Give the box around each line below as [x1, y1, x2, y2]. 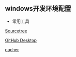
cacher [5, 46, 19, 52]
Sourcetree [5, 28, 28, 34]
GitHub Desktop [5, 37, 37, 43]
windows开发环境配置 [5, 4, 72, 13]
